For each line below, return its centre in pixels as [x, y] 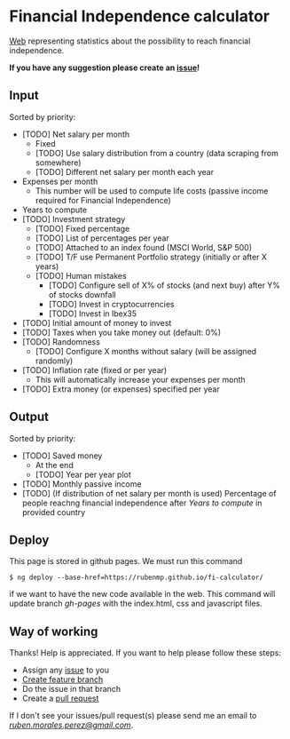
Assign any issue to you [65, 670]
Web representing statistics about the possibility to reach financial [130, 41]
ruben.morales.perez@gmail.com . [71, 725]
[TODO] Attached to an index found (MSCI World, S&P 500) [144, 247]
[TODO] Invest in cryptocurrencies [111, 304]
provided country [54, 512]
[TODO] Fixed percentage [82, 228]
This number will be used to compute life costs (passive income [152, 191]
